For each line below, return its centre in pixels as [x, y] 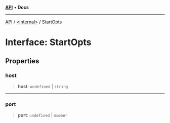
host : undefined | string [43, 86]
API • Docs [17, 7]
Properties [22, 61]
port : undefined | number [42, 115]
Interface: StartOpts [49, 42]
